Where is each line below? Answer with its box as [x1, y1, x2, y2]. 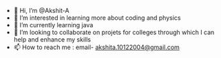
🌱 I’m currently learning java [13, 21, 94, 29]
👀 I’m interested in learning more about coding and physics [13, 14, 181, 22]
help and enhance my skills [13, 35, 92, 44]
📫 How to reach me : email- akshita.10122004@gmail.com [13, 43, 180, 51]
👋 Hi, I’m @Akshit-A [13, 7, 70, 14]
